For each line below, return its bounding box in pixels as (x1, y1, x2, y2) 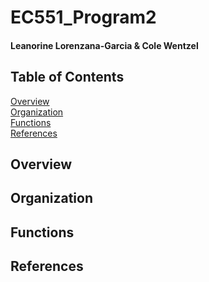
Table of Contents (10, 69, 125, 86)
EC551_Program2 (10, 6, 157, 29)
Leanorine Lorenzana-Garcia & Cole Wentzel (10, 39, 199, 51)
